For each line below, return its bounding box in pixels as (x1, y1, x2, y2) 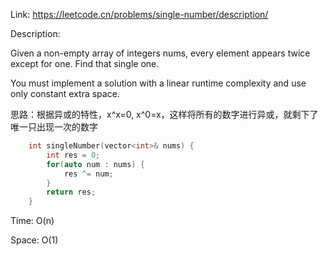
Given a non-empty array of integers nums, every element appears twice (10, 47, 311, 59)
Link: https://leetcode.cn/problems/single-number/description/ (10, 9, 269, 20)
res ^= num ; (63, 169, 114, 179)
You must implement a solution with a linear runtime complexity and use (10, 77, 307, 89)
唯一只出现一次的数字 (10, 121, 98, 133)
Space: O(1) (10, 234, 59, 246)
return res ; (46, 187, 97, 198)
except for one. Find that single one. (10, 58, 160, 69)
